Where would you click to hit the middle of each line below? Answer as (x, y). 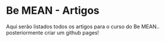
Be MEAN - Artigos (53, 11)
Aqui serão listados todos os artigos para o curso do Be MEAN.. (83, 26)
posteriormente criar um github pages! (53, 32)
